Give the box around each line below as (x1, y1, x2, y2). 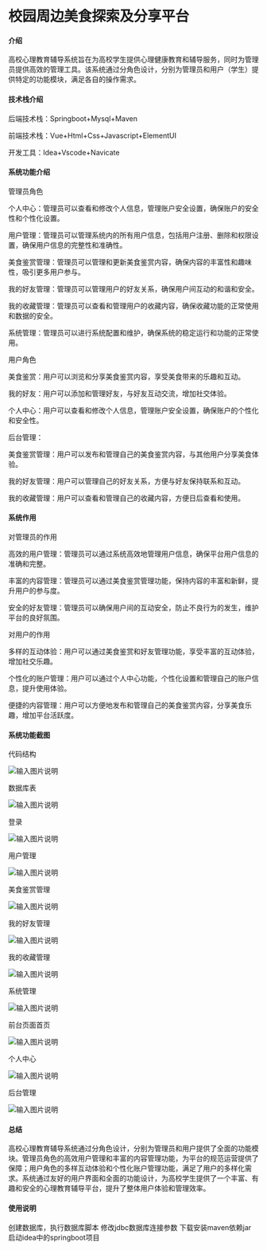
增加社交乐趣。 (8, 656, 57, 666)
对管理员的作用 (8, 532, 57, 542)
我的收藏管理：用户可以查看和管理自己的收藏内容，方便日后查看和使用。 (8, 493, 245, 503)
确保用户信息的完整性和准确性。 (21, 240, 127, 249)
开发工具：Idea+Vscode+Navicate (8, 147, 120, 157)
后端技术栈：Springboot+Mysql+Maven (8, 113, 137, 123)
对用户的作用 (8, 630, 50, 639)
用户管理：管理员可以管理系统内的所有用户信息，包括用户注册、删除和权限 (8, 230, 252, 240)
